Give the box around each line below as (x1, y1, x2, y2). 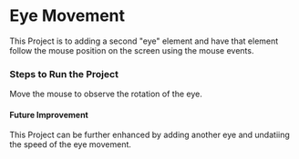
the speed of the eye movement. (9, 139, 132, 150)
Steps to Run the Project (9, 67, 119, 80)
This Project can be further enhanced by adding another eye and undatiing (9, 129, 290, 141)
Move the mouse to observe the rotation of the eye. (9, 88, 202, 100)
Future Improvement (9, 109, 88, 120)
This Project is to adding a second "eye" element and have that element (9, 35, 279, 46)
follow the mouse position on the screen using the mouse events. (9, 45, 254, 55)
